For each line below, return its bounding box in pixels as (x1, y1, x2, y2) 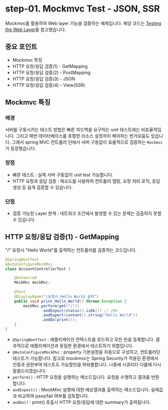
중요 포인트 (5, 43, 38, 51)
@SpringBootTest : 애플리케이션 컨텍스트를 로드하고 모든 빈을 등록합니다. (12, 336, 154, 342)
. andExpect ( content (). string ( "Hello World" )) (41, 313, 138, 318)
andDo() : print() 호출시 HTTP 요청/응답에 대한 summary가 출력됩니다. (12, 399, 151, 405)
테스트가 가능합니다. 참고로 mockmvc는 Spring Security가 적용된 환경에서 (12, 355, 159, 361)
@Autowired (14, 276, 37, 281)
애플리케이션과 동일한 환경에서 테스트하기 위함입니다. (30, 342, 134, 349)
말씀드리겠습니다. (12, 367, 47, 374)
